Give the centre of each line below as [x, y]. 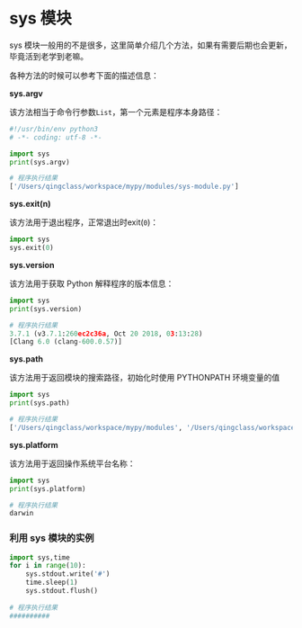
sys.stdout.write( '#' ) [68, 574]
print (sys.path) [40, 403]
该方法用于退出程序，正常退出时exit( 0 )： [84, 222]
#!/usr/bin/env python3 [54, 129]
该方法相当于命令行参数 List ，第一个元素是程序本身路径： [116, 112]
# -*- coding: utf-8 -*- [56, 137]
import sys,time [40, 557]
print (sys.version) [46, 309]
